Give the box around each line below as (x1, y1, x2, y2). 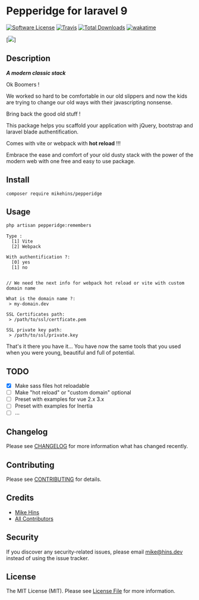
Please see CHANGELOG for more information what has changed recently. (6, 443, 188, 450)
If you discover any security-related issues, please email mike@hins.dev (6, 548, 183, 555)
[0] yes (11, 259, 31, 266)
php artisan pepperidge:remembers (6, 222, 92, 229)
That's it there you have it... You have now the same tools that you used (6, 343, 181, 350)
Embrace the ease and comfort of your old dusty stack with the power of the (6, 151, 194, 158)
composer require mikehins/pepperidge (6, 191, 102, 197)
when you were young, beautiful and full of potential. (6, 349, 135, 356)
